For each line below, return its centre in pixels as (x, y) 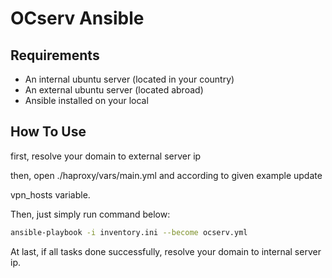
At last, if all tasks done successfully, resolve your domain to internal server (166, 251)
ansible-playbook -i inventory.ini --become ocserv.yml (129, 232)
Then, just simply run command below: (90, 214)
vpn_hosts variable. (50, 194)
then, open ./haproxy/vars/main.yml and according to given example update (166, 175)
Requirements (55, 55)
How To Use (48, 132)
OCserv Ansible (77, 18)
